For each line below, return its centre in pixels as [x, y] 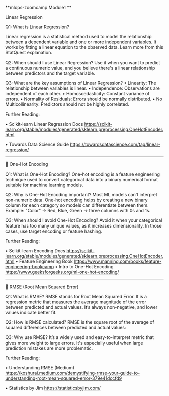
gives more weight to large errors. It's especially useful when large [74, 343]
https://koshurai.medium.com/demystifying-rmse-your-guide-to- [73, 373]
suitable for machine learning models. [44, 185]
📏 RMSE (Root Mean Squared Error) [42, 287]
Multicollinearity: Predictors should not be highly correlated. [67, 104]
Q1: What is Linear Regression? [37, 27]
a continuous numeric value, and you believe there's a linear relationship [80, 68]
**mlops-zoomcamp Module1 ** [38, 7]
